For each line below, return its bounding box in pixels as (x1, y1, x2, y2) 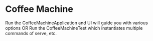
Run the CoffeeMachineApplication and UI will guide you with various (5, 20, 148, 26)
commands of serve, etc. (5, 30, 57, 36)
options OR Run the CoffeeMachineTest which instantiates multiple (5, 25, 143, 31)
